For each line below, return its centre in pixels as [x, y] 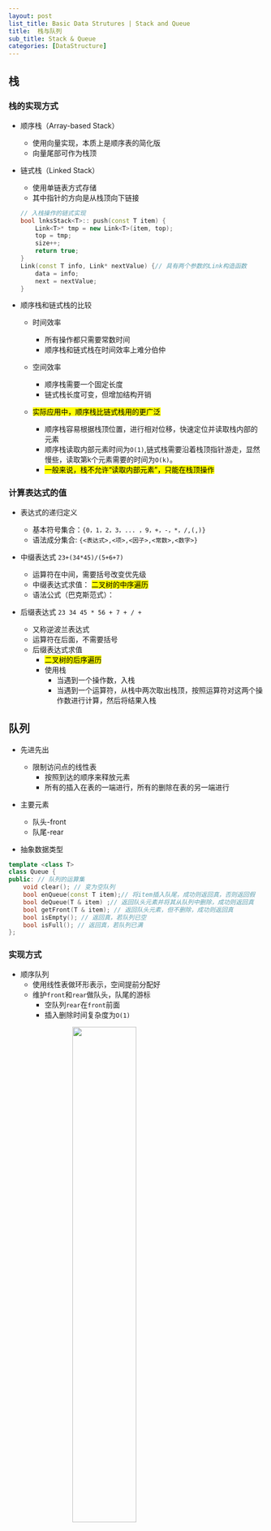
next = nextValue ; [66, 281]
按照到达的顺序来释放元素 [87, 776]
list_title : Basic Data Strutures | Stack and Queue [99, 24]
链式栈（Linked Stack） [60, 170]
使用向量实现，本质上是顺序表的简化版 [96, 142]
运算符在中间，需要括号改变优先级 [89, 574]
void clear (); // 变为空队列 [69, 887]
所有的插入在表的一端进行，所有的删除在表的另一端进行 [137, 787]
